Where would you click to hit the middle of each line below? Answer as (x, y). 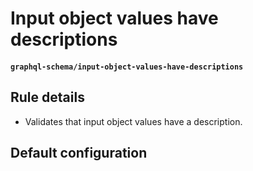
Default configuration (79, 152)
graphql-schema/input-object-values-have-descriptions (127, 67)
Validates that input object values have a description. (133, 121)
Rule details (47, 97)
